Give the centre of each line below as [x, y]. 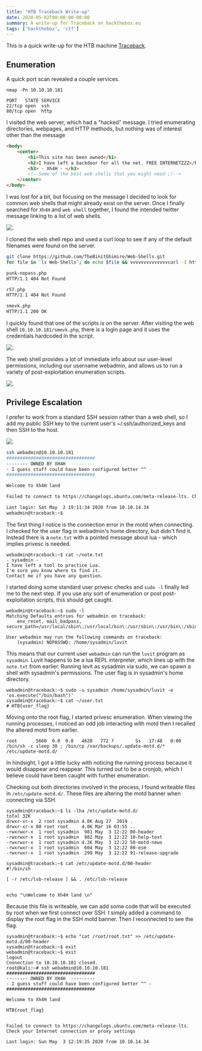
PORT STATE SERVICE [33, 101]
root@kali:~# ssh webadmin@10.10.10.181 [58, 968]
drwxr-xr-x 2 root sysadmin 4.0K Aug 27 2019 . [70, 821]
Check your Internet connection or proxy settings [71, 1031]
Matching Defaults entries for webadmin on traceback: [76, 616]
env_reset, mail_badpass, [50, 621]
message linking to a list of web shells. [54, 216]
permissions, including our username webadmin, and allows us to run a [94, 366]
